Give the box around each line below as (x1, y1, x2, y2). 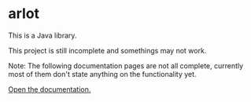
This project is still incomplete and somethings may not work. (8, 46, 207, 55)
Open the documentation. (8, 84, 91, 94)
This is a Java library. (8, 31, 77, 40)
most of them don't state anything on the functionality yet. (8, 69, 197, 78)
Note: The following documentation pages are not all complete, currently (8, 60, 244, 71)
